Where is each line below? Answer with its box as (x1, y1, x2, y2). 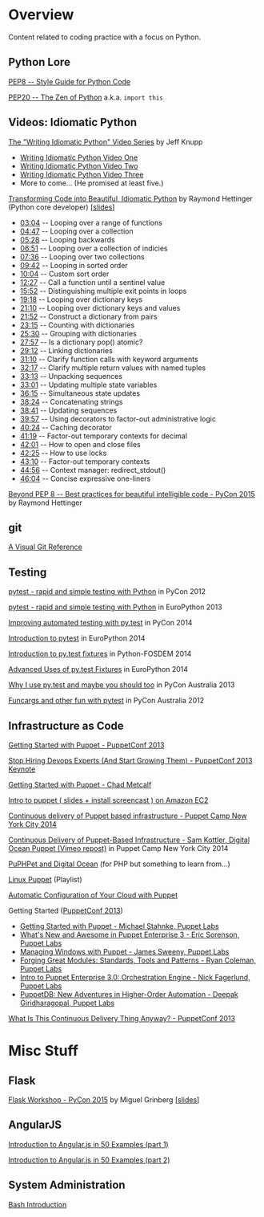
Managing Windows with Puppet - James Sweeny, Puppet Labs (19, 947, 230, 956)
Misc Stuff (8, 1042, 78, 1060)
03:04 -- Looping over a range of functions (19, 218, 162, 227)
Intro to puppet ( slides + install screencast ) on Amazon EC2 (8, 796, 209, 804)
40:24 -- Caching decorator (19, 422, 112, 432)
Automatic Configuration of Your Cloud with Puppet (8, 890, 178, 900)
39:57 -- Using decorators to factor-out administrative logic (19, 413, 216, 423)
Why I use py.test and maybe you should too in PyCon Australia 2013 (8, 680, 235, 690)
